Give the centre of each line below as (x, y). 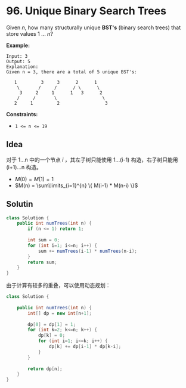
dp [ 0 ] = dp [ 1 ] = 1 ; (52, 324)
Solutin (20, 204)
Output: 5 (18, 61)
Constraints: (22, 114)
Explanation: (22, 67)
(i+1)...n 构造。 (24, 167)
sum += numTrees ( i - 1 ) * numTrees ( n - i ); (87, 251)
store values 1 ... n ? (30, 33)
